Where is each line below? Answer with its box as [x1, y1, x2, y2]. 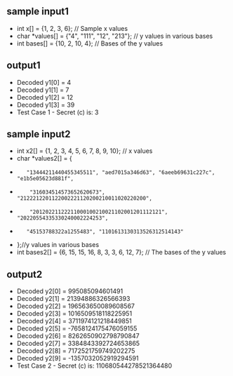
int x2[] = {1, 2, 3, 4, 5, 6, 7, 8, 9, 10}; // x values [16, 147, 153, 155]
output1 [6, 60, 41, 72]
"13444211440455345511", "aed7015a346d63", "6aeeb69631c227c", [26, 169, 215, 176]
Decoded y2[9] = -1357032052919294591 [16, 354, 139, 363]
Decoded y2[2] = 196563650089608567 [16, 302, 135, 311]
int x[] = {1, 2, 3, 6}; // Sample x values [16, 24, 128, 32]
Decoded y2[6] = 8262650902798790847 [16, 332, 140, 340]
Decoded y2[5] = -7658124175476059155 [16, 324, 138, 333]
